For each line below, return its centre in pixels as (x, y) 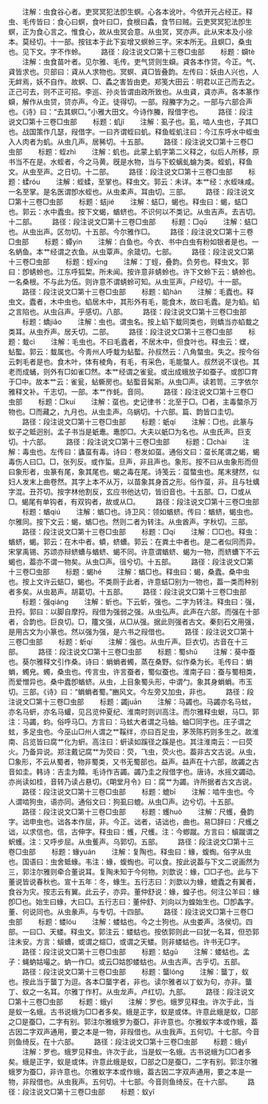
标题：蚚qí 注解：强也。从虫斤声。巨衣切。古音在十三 (154, 642)
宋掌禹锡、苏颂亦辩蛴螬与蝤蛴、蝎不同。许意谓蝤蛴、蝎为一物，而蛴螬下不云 (134, 552)
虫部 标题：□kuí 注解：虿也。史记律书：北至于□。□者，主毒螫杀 (130, 402)
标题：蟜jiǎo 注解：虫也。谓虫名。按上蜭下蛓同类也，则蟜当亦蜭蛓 (137, 322)
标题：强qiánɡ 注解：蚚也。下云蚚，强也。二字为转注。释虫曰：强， (140, 602)
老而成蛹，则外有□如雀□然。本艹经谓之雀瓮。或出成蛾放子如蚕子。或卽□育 (133, 372)
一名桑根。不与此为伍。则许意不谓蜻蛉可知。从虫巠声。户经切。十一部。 (127, 282)
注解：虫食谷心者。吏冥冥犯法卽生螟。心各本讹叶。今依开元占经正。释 (137, 12)
